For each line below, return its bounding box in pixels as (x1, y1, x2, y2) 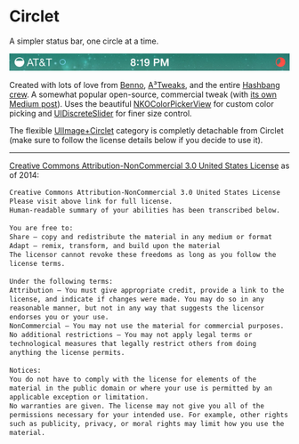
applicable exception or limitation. (9, 393, 149, 402)
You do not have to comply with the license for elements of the (9, 375, 256, 384)
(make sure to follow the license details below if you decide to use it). (9, 135, 263, 146)
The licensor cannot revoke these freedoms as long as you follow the (9, 251, 277, 260)
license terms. (9, 260, 66, 269)
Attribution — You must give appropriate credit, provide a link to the (9, 287, 285, 295)
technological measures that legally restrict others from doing (9, 340, 256, 349)
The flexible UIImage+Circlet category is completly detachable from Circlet (9, 125, 285, 136)
